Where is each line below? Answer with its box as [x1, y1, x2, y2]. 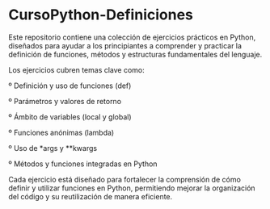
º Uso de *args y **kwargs [8, 143, 98, 153]
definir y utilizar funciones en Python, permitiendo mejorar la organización [8, 183, 256, 193]
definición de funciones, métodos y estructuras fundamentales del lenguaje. [8, 49, 263, 59]
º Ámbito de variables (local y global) [8, 111, 132, 122]
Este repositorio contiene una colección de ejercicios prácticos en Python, [8, 32, 256, 42]
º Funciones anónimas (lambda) [8, 127, 115, 137]
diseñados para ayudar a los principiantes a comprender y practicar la [8, 40, 243, 50]
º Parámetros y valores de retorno [8, 96, 122, 106]
